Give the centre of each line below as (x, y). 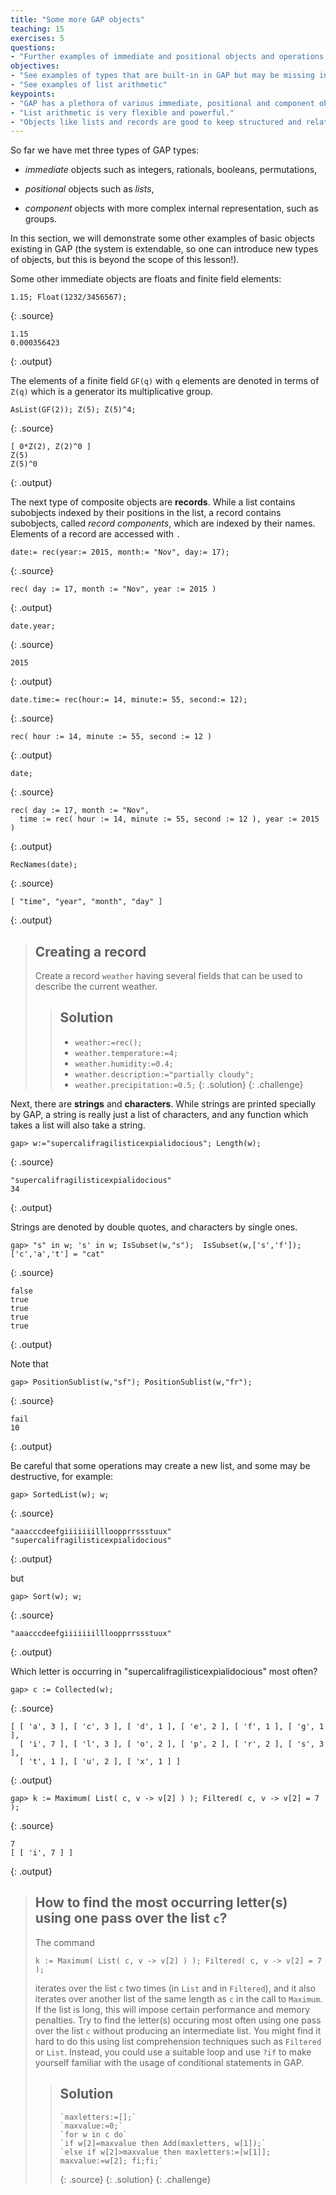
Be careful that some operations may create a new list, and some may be (160, 1465)
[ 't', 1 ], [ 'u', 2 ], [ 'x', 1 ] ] (100, 1761)
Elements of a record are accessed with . (96, 534)
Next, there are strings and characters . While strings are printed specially (163, 1103)
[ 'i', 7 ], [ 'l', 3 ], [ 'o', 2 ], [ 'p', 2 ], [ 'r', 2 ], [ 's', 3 (172, 1744)
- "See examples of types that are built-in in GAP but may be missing (162, 76)
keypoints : (33, 94)
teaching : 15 (37, 29)
